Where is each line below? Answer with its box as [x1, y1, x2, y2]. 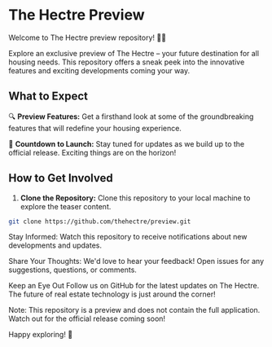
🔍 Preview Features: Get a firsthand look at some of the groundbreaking [8, 112, 254, 121]
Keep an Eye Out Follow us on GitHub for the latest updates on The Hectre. [8, 281, 260, 291]
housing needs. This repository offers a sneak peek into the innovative [8, 57, 245, 67]
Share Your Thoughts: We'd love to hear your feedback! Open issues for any [8, 257, 265, 266]
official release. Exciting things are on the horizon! [8, 147, 177, 157]
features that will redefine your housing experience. [8, 123, 182, 133]
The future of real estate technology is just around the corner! [8, 289, 216, 299]
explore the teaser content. [20, 201, 112, 211]
